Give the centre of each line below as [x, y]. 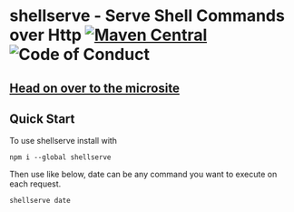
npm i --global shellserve [60, 157]
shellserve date [40, 201]
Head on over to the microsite [94, 88]
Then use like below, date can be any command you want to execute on [143, 175]
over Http [45, 35]
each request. [35, 184]
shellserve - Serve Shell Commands [147, 16]
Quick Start [42, 119]
